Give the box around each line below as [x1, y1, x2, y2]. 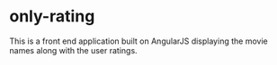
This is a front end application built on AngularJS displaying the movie [9, 36, 268, 46]
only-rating [9, 6, 95, 27]
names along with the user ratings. [9, 45, 138, 55]
